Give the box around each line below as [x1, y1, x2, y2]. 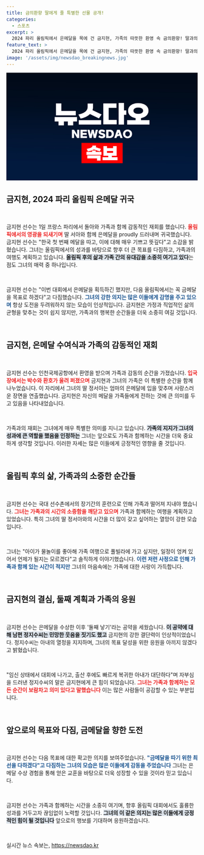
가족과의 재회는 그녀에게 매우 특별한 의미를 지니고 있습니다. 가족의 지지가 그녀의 [6, 424, 194, 432]
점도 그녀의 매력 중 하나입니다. [6, 261, 78, 269]
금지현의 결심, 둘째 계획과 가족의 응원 [6, 594, 136, 605]
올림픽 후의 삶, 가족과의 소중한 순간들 [6, 471, 136, 481]
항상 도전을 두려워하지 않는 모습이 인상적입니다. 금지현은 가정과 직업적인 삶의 [12, 301, 194, 309]
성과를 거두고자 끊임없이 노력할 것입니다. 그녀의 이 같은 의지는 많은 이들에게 [6, 809, 183, 817]
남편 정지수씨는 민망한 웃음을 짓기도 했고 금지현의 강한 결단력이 [12, 631, 161, 638]
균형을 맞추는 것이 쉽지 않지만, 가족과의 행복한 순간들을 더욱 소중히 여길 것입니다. [6, 309, 197, 316]
